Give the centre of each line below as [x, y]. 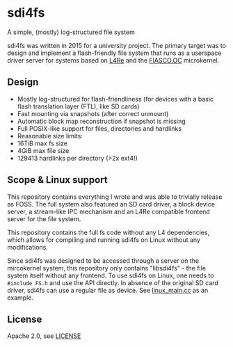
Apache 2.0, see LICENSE [44, 336]
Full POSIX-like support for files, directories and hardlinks [99, 128]
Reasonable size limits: [50, 136]
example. [20, 298]
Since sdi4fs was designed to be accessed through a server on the [103, 260]
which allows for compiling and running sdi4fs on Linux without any [104, 240]
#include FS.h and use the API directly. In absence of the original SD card [113, 282]
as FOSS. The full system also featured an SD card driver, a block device [111, 204]
